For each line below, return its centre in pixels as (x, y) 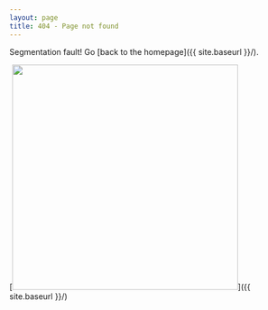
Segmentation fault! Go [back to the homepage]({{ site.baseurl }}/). (134, 51)
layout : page (34, 18)
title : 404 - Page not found (64, 26)
